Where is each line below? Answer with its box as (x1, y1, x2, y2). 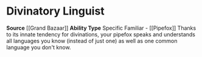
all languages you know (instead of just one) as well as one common (6, 37, 178, 44)
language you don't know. (6, 44, 71, 51)
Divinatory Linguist (6, 4, 105, 18)
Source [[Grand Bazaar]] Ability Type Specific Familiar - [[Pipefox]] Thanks (6, 24, 197, 32)
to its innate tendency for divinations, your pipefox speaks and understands (6, 30, 196, 38)
